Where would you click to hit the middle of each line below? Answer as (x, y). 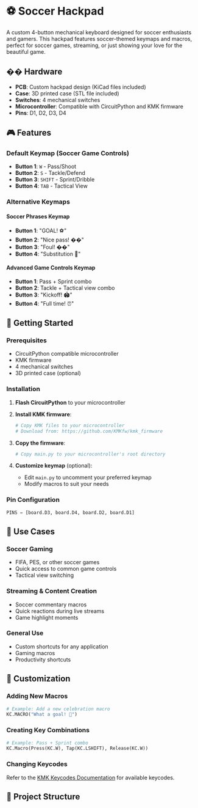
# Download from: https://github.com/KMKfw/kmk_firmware (89, 431)
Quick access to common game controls (66, 569)
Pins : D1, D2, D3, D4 (41, 112)
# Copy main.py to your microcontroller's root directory (90, 454)
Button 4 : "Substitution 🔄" (48, 254)
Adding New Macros (37, 696)
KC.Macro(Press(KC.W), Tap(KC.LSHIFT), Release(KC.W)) (77, 749)
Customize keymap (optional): (54, 466)
